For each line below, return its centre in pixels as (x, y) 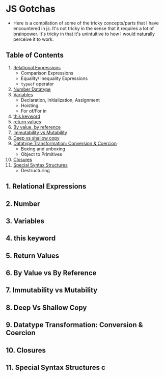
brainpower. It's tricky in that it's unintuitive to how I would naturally (84, 34)
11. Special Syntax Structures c (56, 368)
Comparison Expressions (47, 73)
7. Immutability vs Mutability (52, 290)
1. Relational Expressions (46, 186)
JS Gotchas (31, 9)
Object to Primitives (42, 154)
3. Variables (25, 221)
